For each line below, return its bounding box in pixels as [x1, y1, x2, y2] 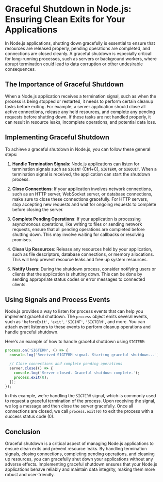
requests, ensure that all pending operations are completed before [12, 226, 145, 232]
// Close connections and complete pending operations [9, 362, 123, 366]
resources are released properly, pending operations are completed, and [5, 45, 150, 51]
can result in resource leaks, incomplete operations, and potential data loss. [5, 119, 157, 125]
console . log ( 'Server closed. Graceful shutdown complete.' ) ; [14, 370, 140, 375]
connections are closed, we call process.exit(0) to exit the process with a [5, 408, 154, 414]
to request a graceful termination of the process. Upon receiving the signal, [5, 398, 156, 404]
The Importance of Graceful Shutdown [5, 80, 124, 89]
